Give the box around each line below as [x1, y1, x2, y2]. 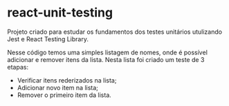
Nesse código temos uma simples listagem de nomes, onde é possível [7, 48, 208, 56]
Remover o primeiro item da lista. [17, 91, 112, 99]
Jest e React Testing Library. [7, 34, 89, 43]
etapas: [7, 63, 29, 71]
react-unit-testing [7, 5, 113, 21]
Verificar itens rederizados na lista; [17, 76, 117, 84]
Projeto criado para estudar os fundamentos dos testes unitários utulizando [7, 28, 223, 36]
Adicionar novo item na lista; [17, 83, 99, 92]
